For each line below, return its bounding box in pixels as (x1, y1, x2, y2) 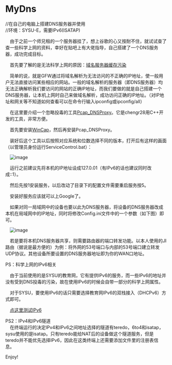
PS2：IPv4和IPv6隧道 (5, 318, 51, 324)
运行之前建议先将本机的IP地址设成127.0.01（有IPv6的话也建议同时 (10, 165, 147, 171)
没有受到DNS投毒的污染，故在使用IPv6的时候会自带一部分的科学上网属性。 (5, 278, 163, 285)
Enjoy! (5, 354, 19, 360)
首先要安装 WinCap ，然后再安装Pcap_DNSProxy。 (10, 126, 115, 132)
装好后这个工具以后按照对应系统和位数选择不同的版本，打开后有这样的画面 (10, 137, 167, 144)
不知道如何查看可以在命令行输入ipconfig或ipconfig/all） (27, 98, 145, 104)
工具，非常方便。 (14, 116, 50, 122)
